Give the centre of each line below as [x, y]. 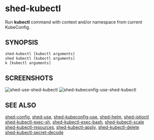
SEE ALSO [21, 105]
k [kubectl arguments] [28, 63]
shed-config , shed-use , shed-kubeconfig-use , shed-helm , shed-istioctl [77, 117]
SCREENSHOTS [29, 78]
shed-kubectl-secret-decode [34, 132]
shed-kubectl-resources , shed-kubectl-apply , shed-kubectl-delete [72, 127]
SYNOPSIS [22, 43]
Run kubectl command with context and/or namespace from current [74, 22]
